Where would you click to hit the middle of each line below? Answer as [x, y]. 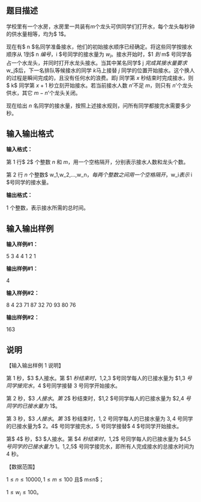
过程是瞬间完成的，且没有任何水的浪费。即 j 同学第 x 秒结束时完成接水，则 [102, 77]
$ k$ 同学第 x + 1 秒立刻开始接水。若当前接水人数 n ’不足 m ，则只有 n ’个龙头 [100, 85]
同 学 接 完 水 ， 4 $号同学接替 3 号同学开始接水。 [64, 386]
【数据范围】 [22, 467]
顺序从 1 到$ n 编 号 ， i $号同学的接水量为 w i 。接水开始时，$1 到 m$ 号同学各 [99, 55]
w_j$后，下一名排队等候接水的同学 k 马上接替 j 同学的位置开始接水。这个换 [98, 70]
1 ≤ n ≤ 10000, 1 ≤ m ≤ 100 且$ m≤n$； [55, 480]
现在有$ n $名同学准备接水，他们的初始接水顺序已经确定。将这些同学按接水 [100, 46]
